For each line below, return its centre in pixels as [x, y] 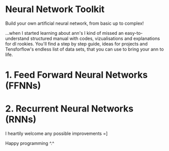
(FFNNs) [23, 86]
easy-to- [134, 33]
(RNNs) [21, 119]
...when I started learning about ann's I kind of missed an [65, 33]
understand [17, 38]
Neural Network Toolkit [55, 9]
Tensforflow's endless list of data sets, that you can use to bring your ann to [85, 49]
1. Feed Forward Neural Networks [77, 75]
